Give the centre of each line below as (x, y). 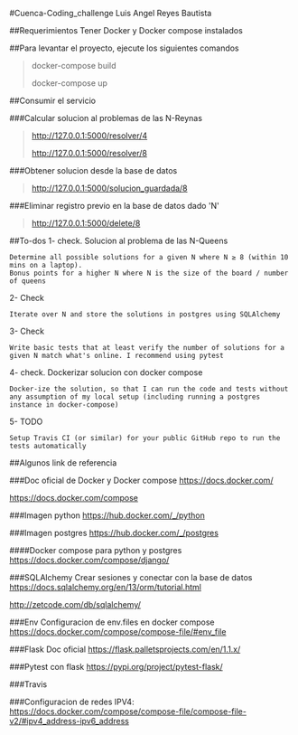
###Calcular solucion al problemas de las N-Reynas (106, 118)
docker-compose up (70, 83)
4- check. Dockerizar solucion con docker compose (106, 372)
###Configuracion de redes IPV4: (72, 702)
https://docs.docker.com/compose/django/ (89, 560)
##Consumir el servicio (53, 100)
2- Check (27, 298)
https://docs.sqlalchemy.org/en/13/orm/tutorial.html (105, 587)
